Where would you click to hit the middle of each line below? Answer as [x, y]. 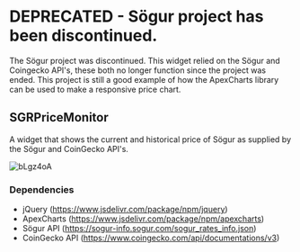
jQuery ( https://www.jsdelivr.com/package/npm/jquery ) [125, 210]
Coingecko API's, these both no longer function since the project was [138, 70]
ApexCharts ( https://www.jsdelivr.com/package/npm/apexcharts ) [143, 219]
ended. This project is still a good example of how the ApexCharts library [144, 79]
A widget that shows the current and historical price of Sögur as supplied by [150, 139]
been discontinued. [84, 36]
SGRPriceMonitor [59, 117]
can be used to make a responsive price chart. [95, 89]
